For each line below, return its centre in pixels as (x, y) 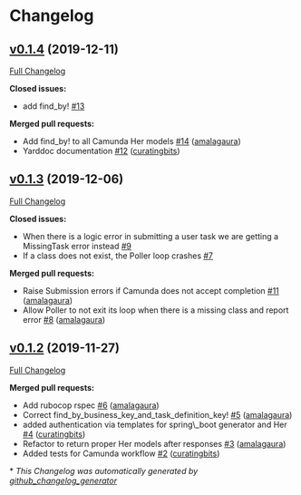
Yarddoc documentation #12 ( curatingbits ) (101, 151)
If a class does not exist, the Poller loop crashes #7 (118, 256)
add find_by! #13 (53, 106)
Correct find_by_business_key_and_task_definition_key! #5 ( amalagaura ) (157, 414)
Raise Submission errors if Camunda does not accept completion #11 (150, 290)
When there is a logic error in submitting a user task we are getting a (150, 236)
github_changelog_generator (63, 480)
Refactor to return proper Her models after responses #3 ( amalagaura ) (154, 443)
